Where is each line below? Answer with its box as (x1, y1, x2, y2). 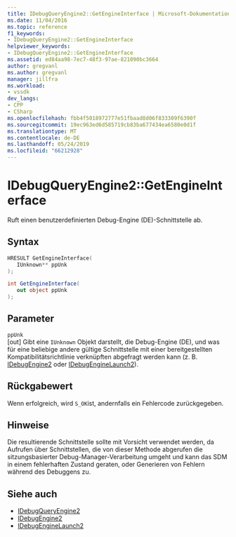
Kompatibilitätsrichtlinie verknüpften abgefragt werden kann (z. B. (7, 352, 198, 361)
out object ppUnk (16, 287, 68, 294)
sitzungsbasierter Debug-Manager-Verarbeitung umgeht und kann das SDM (7, 453, 228, 461)
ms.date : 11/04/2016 (7, 17, 68, 24)
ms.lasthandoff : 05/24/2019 (7, 141, 90, 148)
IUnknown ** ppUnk (16, 261, 68, 268)
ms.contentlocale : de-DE (7, 134, 80, 141)
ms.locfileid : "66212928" (7, 147, 83, 154)
